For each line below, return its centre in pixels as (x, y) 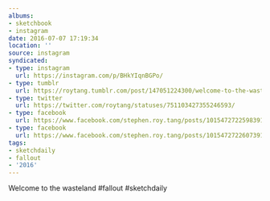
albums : (21, 16)
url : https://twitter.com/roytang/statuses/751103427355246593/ (125, 105)
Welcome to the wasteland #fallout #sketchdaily (88, 188)
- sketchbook (30, 23)
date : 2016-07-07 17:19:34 (53, 38)
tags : (17, 143)
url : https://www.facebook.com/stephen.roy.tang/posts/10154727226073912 (141, 135)
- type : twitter (35, 98)
